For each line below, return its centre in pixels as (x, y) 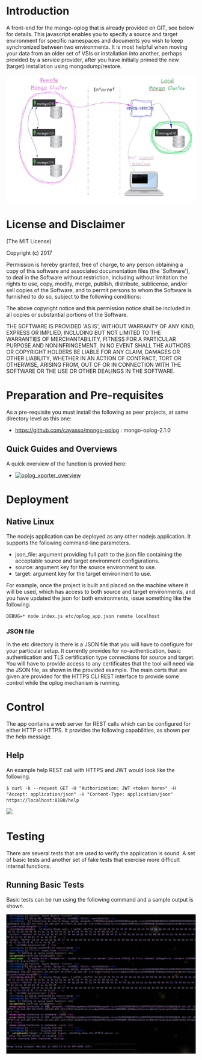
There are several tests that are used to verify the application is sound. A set (101, 853)
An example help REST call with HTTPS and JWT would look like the (91, 770)
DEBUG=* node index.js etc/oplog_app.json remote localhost (83, 616)
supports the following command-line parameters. (68, 543)
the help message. (29, 737)
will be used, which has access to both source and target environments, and (101, 591)
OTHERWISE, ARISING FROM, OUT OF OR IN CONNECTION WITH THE (94, 365)
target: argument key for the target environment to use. (83, 573)
